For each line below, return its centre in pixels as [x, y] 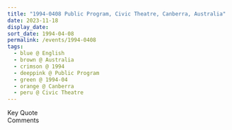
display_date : [28, 27]
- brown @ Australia [44, 60]
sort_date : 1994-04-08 [41, 34]
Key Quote [23, 113]
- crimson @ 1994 [39, 66]
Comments [23, 120]
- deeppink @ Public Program [57, 73]
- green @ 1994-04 [41, 79]
